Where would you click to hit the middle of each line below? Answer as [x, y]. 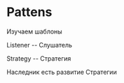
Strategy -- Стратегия [39, 58]
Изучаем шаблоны [34, 31]
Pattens [29, 12]
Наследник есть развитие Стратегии [62, 72]
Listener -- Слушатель [40, 45]
